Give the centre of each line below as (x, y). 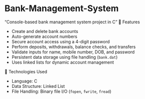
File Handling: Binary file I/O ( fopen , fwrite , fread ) (61, 91)
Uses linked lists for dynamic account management (63, 62)
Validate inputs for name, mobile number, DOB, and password (73, 52)
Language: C (24, 81)
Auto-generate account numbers (44, 36)
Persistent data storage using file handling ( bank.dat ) (64, 57)
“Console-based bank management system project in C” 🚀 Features (72, 22)
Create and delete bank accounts (45, 31)
